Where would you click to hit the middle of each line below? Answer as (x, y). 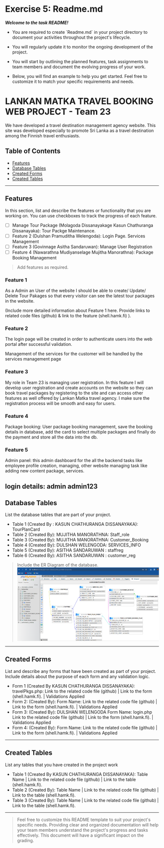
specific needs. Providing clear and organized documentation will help (88, 824)
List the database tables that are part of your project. (58, 515)
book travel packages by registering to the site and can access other (74, 393)
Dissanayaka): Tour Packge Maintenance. (54, 231)
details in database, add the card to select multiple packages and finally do (81, 432)
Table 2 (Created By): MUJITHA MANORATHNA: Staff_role (71, 535)
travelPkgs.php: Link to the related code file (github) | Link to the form (82, 691)
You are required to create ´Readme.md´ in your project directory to (80, 32)
